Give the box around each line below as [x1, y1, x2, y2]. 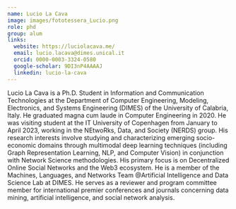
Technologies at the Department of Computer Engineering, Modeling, [7, 96, 209, 104]
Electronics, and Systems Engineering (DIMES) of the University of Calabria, [7, 103, 229, 112]
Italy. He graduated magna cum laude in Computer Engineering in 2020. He [7, 110, 227, 120]
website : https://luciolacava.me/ [13, 43, 115, 50]
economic [7, 141, 37, 149]
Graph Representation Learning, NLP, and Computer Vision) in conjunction [7, 148, 224, 157]
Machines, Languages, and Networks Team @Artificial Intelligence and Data [7, 170, 229, 179]
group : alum [7, 30, 42, 37]
